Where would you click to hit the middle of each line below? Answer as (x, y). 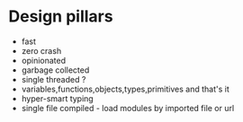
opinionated (44, 60)
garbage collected (55, 70)
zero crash (41, 50)
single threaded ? (54, 79)
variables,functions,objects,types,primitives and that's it (126, 89)
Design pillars (61, 17)
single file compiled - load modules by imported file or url (128, 108)
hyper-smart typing (57, 98)
